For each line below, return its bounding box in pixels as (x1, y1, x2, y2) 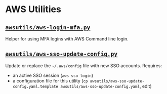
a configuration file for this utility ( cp (12, 77, 88, 84)
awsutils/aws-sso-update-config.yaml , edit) (60, 83, 152, 89)
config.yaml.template (12, 84, 58, 89)
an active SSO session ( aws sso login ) (12, 72, 94, 78)
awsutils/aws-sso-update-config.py (5, 51, 118, 58)
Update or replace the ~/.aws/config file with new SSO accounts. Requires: (5, 62, 162, 69)
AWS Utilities (5, 4, 62, 15)
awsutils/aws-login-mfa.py (5, 24, 91, 31)
